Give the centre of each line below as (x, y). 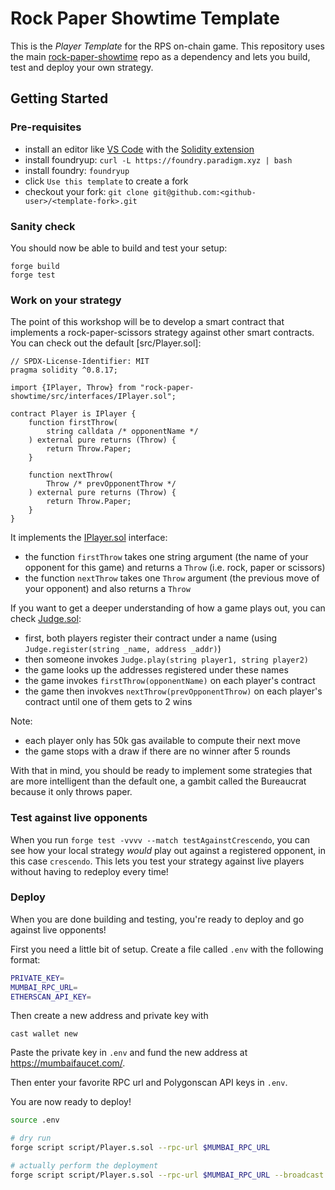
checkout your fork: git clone (87, 191)
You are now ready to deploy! (71, 1102)
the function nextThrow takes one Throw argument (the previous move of (172, 578)
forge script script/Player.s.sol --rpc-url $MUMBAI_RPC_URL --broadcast (167, 1175)
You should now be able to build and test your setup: (119, 248)
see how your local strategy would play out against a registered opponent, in (168, 850)
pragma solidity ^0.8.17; (64, 370)
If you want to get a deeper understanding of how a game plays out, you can (168, 608)
